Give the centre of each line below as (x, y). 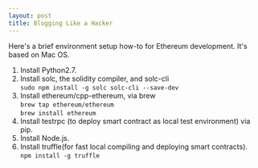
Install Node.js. (45, 138)
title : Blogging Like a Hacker (61, 23)
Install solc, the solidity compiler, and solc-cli (94, 78)
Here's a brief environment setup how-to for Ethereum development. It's (128, 46)
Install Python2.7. (48, 70)
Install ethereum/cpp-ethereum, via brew (88, 95)
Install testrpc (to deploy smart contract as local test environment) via (135, 121)
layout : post (30, 16)
